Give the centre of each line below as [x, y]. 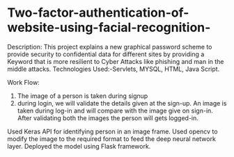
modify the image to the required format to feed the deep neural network [111, 139]
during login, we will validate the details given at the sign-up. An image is [122, 103]
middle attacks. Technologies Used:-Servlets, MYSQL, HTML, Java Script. [114, 69]
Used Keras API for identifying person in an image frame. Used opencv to [112, 131]
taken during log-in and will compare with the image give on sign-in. [115, 110]
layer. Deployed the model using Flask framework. [79, 146]
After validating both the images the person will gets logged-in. [108, 118]
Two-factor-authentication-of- [98, 13]
